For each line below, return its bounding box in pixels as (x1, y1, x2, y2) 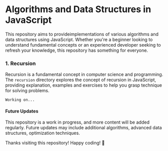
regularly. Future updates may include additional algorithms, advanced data (5, 125, 162, 131)
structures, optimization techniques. (5, 130, 80, 136)
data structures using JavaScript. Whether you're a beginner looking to (5, 36, 153, 43)
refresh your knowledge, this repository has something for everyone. (5, 47, 148, 53)
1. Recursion (5, 60, 36, 67)
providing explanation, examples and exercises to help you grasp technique (5, 82, 162, 88)
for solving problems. (5, 88, 49, 94)
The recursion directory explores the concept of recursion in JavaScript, (5, 77, 156, 83)
